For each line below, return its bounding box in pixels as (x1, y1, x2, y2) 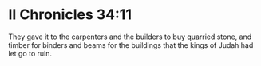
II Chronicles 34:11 (8, 6, 132, 24)
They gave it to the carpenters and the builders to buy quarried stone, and (8, 32, 252, 41)
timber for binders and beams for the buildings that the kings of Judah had (8, 40, 254, 49)
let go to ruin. (8, 49, 53, 58)
